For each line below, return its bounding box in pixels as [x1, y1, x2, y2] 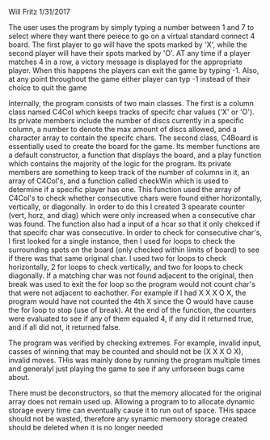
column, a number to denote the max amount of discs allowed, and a [8, 125, 237, 134]
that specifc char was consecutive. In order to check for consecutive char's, [8, 228, 263, 237]
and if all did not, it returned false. [8, 323, 121, 331]
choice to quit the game [8, 83, 87, 92]
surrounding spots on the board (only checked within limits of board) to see [8, 245, 260, 254]
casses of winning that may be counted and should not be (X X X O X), [8, 347, 244, 356]
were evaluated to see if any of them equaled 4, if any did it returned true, [8, 314, 255, 323]
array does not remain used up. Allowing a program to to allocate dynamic [8, 397, 255, 406]
